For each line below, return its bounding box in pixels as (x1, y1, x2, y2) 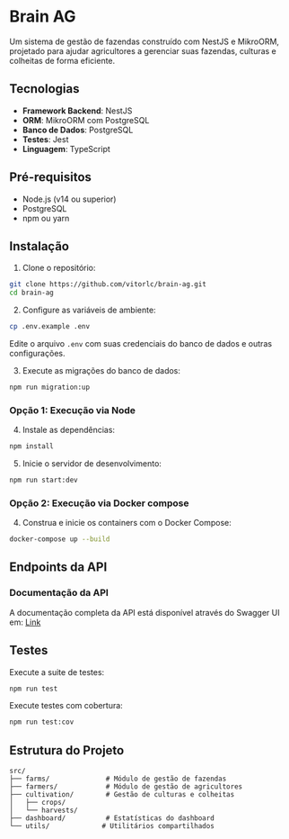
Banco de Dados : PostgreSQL (22, 124, 134, 135)
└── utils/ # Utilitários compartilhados (9, 822, 215, 831)
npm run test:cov (9, 717, 74, 726)
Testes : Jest (22, 133, 69, 145)
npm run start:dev (9, 475, 78, 485)
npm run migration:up (9, 383, 91, 392)
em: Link (9, 617, 41, 627)
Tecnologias (9, 81, 80, 96)
